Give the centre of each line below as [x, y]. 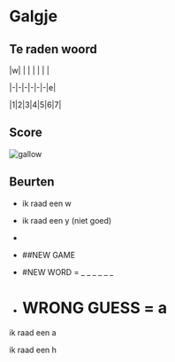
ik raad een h [33, 350]
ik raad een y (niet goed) [67, 220]
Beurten [32, 182]
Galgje [34, 16]
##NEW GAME [49, 255]
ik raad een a [33, 332]
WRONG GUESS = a [95, 307]
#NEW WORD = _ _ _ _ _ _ [68, 271]
